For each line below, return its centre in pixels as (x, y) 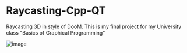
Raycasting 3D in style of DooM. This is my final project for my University (94, 26)
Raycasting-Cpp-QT (56, 11)
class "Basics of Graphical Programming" (56, 32)
